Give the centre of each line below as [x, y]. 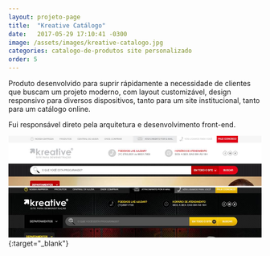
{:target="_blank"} [39, 243]
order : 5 [23, 60]
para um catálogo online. [49, 109]
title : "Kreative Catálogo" [57, 25]
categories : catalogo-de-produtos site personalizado [100, 51]
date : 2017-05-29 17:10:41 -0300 [68, 34]
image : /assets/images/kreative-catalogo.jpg [86, 43]
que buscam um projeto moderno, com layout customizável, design [120, 92]
